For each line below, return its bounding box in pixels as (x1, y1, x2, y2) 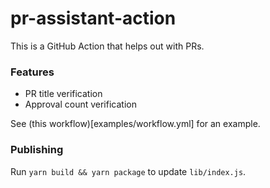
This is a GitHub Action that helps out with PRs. (10, 40, 205, 52)
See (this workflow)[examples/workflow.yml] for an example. (10, 118, 261, 130)
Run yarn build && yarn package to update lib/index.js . (10, 165, 247, 177)
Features (10, 65, 55, 79)
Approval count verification (24, 98, 137, 111)
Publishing (10, 143, 64, 157)
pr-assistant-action (10, 7, 177, 30)
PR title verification (24, 88, 103, 100)
